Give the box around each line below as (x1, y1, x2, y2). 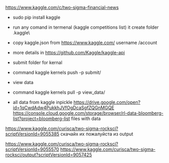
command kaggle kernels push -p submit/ (12, 69, 101, 75)
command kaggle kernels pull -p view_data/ (12, 89, 105, 95)
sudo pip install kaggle (12, 14, 60, 20)
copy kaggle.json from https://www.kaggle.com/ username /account (12, 39, 157, 46)
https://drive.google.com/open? (73, 99, 141, 105)
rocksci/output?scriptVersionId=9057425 (5, 152, 92, 158)
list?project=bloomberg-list (12, 115, 70, 121)
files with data (71, 115, 101, 121)
